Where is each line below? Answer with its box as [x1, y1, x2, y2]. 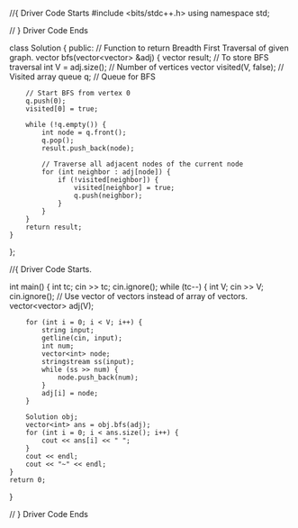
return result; [25, 223, 83, 232]
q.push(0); [25, 96, 67, 105]
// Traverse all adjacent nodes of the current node [41, 159, 244, 168]
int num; [41, 341, 75, 350]
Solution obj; [25, 413, 78, 422]
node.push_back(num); [57, 373, 140, 382]
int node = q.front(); [41, 128, 127, 137]
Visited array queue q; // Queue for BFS [9, 71, 156, 82]
